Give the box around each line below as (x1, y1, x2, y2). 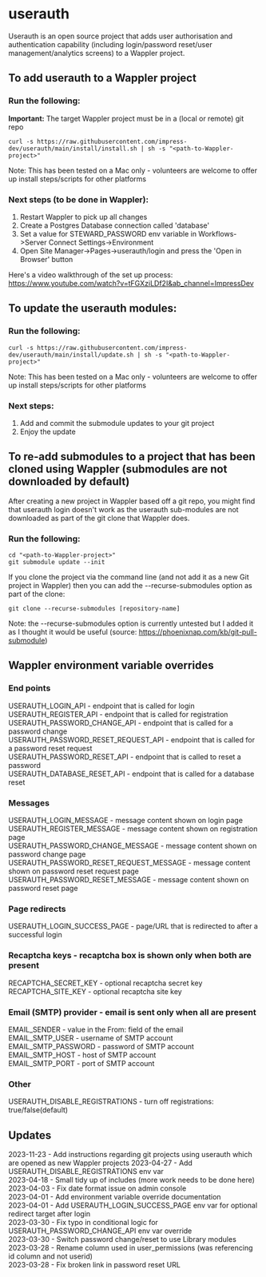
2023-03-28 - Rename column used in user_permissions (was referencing (8, 1243, 253, 1252)
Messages (8, 797, 50, 808)
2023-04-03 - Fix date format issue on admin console (8, 1184, 187, 1193)
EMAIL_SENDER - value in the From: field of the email (8, 1024, 184, 1034)
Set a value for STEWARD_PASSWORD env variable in (19, 229, 197, 238)
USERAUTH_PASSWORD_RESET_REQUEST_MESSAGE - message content (8, 858, 251, 867)
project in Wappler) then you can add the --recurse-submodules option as (8, 581, 253, 591)
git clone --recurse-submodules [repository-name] (8, 605, 181, 613)
